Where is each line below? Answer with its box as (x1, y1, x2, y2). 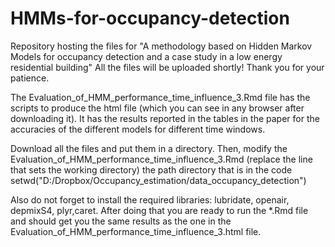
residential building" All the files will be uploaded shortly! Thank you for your (10, 61, 325, 73)
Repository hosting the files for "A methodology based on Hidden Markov (10, 40, 313, 52)
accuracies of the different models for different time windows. (10, 123, 266, 135)
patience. (10, 72, 50, 84)
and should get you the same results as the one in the (10, 215, 232, 227)
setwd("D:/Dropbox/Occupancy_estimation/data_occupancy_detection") (10, 174, 307, 186)
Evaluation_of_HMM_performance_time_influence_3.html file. (10, 225, 262, 237)
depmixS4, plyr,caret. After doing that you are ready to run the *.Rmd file (10, 204, 309, 216)
